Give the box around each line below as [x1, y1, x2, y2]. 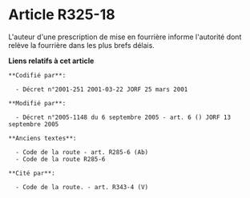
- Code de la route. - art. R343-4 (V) [15, 183, 149, 191]
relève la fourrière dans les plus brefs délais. [8, 40, 155, 49]
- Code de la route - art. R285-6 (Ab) [15, 148, 149, 156]
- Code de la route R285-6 [15, 155, 106, 163]
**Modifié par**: [8, 99, 67, 107]
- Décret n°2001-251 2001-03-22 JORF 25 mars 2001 [15, 85, 188, 93]
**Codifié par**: [8, 71, 67, 79]
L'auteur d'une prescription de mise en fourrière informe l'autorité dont [8, 32, 242, 42]
